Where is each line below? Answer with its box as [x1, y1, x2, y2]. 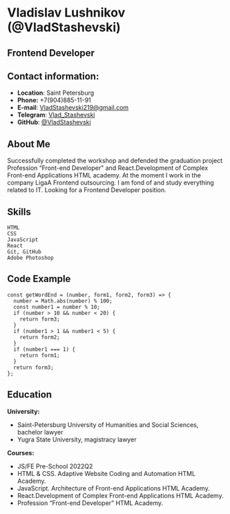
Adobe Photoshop [7, 254, 54, 262]
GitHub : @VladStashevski [17, 118, 91, 126]
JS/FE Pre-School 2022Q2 [17, 461, 93, 470]
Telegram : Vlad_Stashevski [17, 111, 95, 119]
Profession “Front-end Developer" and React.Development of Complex [7, 164, 209, 172]
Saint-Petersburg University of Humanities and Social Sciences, [17, 420, 199, 429]
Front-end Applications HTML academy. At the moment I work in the [7, 171, 202, 180]
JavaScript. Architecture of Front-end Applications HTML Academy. [17, 484, 210, 492]
